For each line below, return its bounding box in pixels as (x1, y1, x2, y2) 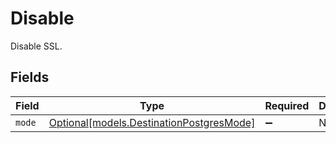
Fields (10, 69, 50, 86)
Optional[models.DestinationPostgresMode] (48, 115, 256, 129)
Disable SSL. (10, 40, 63, 52)
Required (264, 98, 310, 112)
